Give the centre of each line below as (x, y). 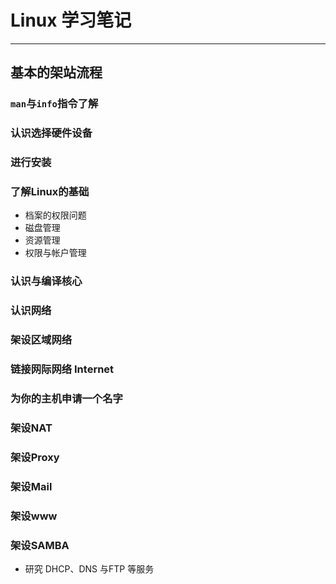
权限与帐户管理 (55, 253)
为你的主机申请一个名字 (66, 398)
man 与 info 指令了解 (54, 104)
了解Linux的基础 (50, 192)
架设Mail (31, 486)
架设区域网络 (41, 340)
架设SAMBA (40, 545)
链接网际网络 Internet (62, 369)
